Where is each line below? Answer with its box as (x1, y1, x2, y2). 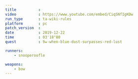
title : (5, 7, 41, 12)
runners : (5, 48, 23, 53)
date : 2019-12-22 (5, 30, 65, 35)
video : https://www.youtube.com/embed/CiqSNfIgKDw (5, 12, 134, 17)
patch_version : (5, 26, 41, 31)
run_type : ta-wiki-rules (5, 16, 71, 21)
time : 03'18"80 (5, 35, 61, 40)
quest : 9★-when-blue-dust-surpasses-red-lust (5, 39, 122, 44)
